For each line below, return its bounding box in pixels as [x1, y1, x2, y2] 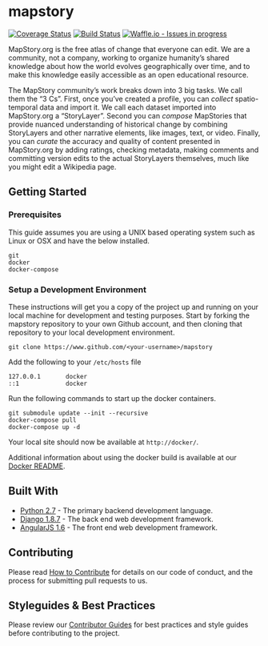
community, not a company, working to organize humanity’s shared [8, 53, 230, 62]
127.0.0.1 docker [8, 372, 88, 380]
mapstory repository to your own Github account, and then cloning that [8, 319, 242, 328]
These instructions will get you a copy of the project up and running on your [8, 302, 258, 311]
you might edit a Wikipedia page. [8, 162, 117, 171]
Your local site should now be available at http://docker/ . [8, 437, 199, 447]
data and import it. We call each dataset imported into [39, 102, 217, 112]
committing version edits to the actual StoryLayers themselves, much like [8, 153, 250, 163]
